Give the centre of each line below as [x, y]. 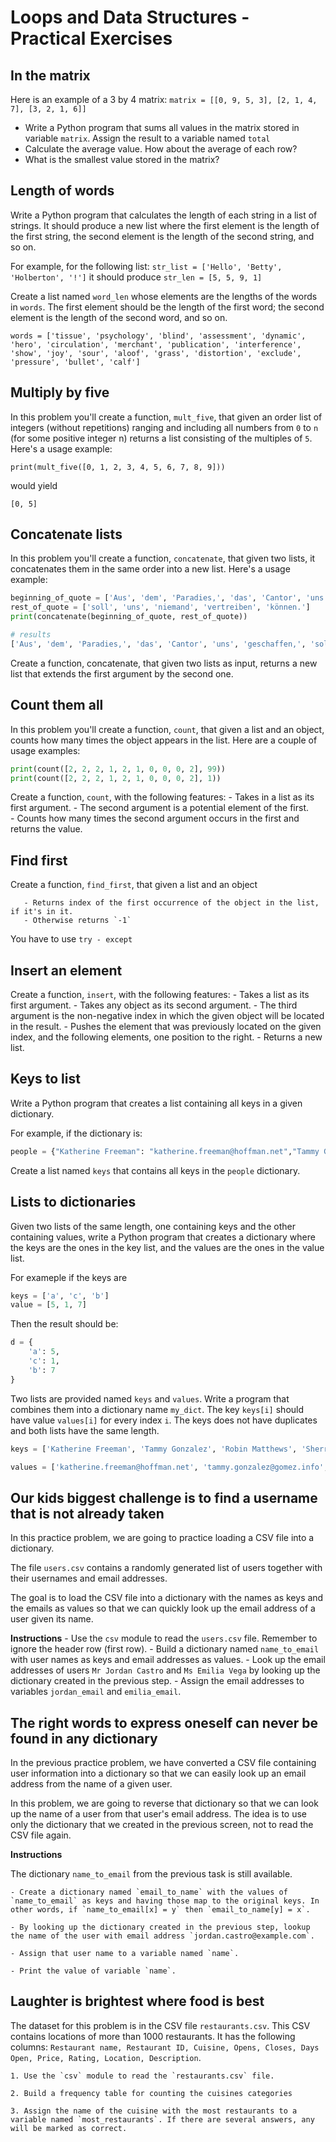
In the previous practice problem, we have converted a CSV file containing [163, 1762]
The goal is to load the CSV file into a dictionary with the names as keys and [167, 1598]
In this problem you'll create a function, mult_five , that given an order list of [166, 417]
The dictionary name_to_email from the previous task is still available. [151, 1874]
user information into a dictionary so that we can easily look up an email [158, 1773]
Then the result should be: [64, 1324]
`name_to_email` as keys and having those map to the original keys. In [165, 1901]
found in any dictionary [84, 1738]
